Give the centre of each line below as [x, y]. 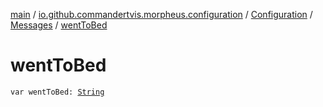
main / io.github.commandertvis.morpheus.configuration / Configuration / [161, 14]
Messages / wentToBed [59, 25]
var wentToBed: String [57, 92]
